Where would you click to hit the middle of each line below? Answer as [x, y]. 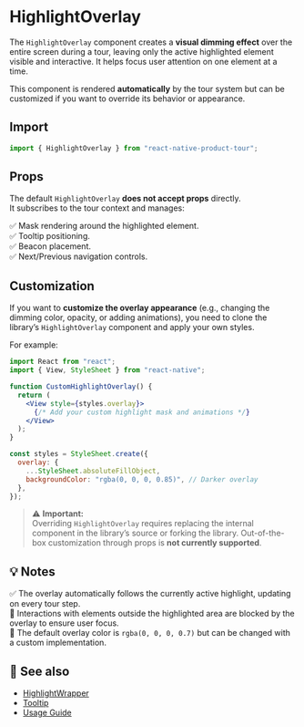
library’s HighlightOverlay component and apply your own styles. [132, 327]
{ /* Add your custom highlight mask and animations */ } [142, 412]
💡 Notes [33, 571]
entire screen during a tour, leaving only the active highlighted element [142, 51]
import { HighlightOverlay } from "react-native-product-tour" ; [134, 148]
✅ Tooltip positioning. [50, 236]
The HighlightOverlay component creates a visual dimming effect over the [151, 42]
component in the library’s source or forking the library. [135, 533]
